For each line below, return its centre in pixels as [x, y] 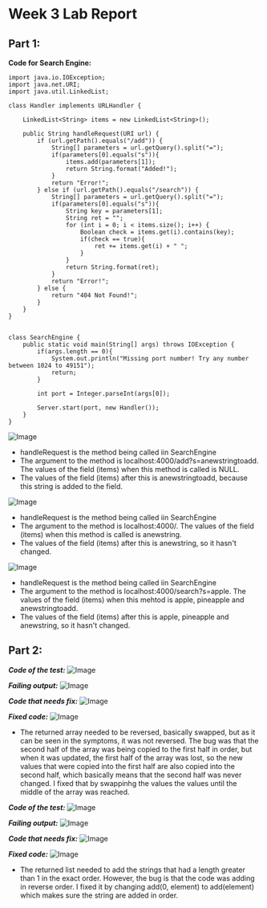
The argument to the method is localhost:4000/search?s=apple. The [133, 591]
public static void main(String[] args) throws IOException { [129, 344]
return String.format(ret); [112, 267]
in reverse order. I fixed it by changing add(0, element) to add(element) [137, 886]
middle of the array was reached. [75, 792]
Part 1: [24, 44]
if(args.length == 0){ [75, 352]
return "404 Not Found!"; [94, 295]
